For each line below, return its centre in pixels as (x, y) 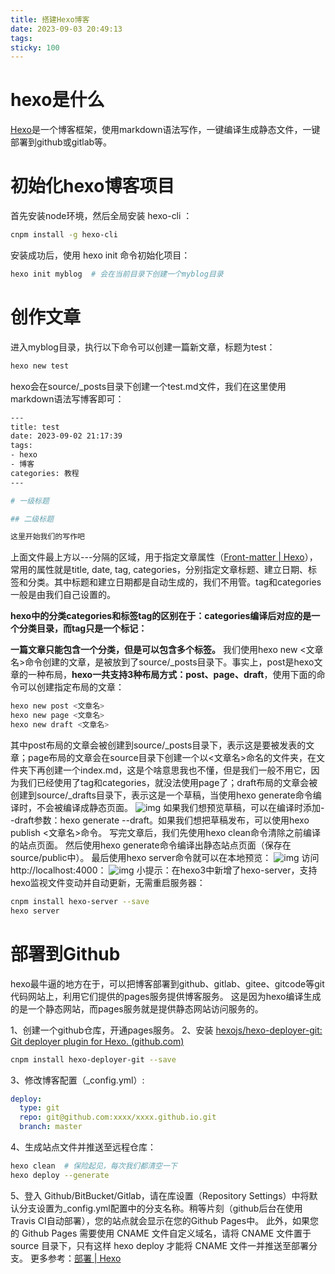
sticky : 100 (35, 47)
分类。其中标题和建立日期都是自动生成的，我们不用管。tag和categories (174, 582)
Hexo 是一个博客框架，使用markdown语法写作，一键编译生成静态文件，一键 (165, 130)
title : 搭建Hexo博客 (50, 19)
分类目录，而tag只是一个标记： (83, 628)
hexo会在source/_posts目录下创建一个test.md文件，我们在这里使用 (148, 386)
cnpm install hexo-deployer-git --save (93, 1059)
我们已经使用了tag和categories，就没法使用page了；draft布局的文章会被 (168, 782)
